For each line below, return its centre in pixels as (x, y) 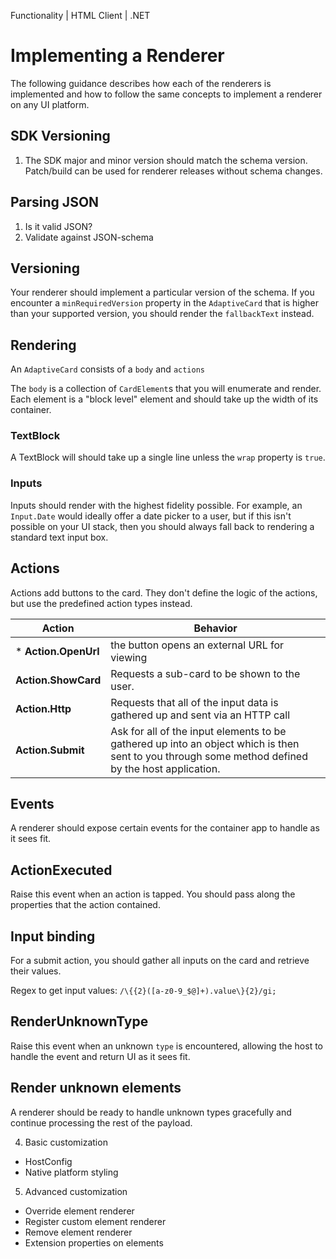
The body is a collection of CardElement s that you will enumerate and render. (166, 389)
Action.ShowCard (58, 680)
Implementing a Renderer (117, 56)
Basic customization (66, 1142)
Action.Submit (50, 750)
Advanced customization (76, 1191)
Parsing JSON (55, 202)
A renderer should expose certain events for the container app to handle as (165, 828)
